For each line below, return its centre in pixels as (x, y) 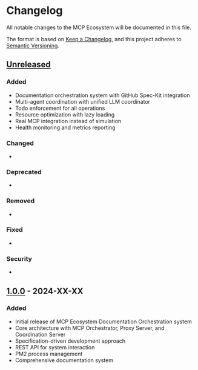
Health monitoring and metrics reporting (65, 127)
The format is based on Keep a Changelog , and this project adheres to (94, 39)
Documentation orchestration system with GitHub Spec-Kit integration (102, 95)
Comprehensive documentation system (64, 360)
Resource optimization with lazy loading (65, 114)
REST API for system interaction (55, 347)
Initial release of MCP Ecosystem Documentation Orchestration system (104, 321)
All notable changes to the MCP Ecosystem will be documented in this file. (99, 27)
